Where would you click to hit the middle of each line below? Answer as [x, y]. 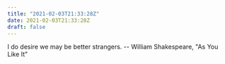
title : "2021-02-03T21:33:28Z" [53, 14]
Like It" [18, 54]
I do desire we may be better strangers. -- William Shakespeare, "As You [113, 47]
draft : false [27, 27]
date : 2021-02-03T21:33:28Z [49, 20]
